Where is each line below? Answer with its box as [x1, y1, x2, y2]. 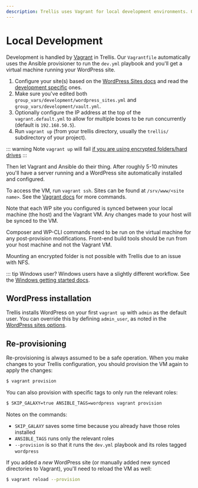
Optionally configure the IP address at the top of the [14, 108, 141, 116]
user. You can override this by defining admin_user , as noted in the [6, 315, 167, 322]
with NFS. [6, 259, 30, 266]
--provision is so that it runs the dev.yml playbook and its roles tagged [14, 441, 187, 448]
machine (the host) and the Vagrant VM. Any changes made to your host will [6, 210, 192, 218]
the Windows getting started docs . [6, 276, 90, 283]
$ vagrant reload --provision [6, 476, 81, 482]
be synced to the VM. [6, 217, 58, 224]
